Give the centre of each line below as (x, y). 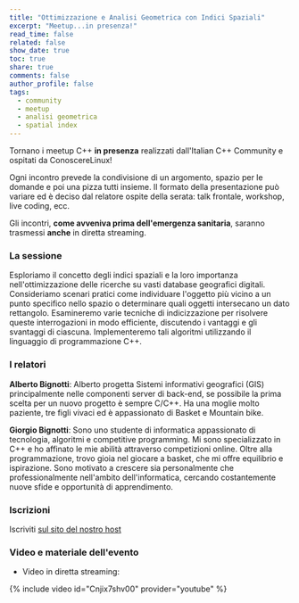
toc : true (28, 59)
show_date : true (39, 51)
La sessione (36, 255)
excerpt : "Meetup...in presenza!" (74, 26)
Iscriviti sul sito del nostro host (66, 529)
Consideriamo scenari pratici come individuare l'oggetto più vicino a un (140, 294)
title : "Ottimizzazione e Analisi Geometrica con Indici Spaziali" (137, 17)
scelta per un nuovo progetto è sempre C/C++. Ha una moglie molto (135, 403)
